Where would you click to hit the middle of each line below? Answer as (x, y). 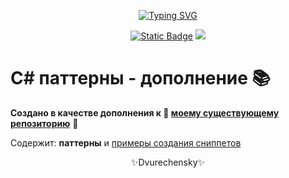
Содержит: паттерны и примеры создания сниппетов (126, 142)
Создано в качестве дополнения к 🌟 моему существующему (145, 112)
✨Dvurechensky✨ (168, 162)
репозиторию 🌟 (44, 123)
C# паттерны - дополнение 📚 (141, 78)
